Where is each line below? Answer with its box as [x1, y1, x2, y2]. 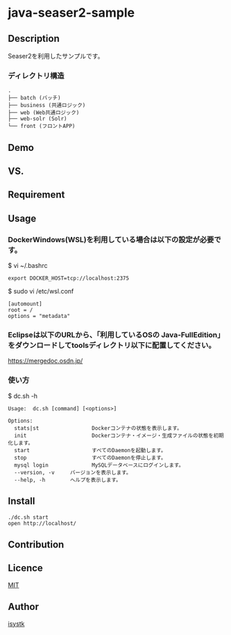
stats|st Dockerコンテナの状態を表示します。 [14, 424, 182, 432]
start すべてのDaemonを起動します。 [14, 447, 166, 453]
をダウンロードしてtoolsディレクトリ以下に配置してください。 [8, 341, 216, 351]
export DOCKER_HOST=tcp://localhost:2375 [8, 275, 130, 282]
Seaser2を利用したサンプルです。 [8, 52, 104, 60]
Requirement [8, 189, 65, 201]
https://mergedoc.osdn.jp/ [8, 357, 83, 365]
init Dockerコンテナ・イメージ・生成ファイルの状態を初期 [14, 432, 224, 439]
